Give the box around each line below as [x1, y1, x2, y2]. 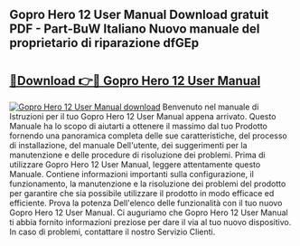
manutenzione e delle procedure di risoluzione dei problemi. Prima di [9, 149, 266, 160]
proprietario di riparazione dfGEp [9, 35, 200, 51]
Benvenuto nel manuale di [162, 101, 259, 112]
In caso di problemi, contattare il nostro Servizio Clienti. [9, 226, 216, 237]
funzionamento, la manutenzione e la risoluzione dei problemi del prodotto [9, 178, 286, 189]
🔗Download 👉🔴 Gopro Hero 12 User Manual [9, 72, 261, 89]
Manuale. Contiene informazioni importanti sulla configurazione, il [9, 169, 255, 179]
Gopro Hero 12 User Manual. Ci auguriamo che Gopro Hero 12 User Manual [9, 207, 288, 218]
